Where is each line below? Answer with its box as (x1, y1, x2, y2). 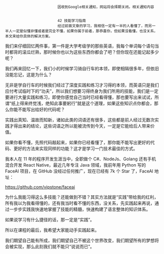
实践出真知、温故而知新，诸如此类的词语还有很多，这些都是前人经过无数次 (5, 117, 155, 123)
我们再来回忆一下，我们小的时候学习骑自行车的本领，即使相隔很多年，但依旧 (5, 65, 159, 71)
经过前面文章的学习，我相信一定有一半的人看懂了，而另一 (57, 23, 156, 28)
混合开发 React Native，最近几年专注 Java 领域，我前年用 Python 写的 (5, 162, 146, 168)
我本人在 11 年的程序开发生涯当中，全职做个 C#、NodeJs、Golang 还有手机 (5, 156, 156, 162)
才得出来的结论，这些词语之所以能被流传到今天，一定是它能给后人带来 (9, 123, 150, 128)
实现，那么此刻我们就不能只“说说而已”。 (13, 244, 95, 249)
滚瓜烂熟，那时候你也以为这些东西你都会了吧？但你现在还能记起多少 (21, 49, 159, 55)
